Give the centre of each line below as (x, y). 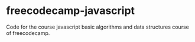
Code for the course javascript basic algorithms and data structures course (97, 27)
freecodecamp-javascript (70, 11)
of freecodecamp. (28, 33)
